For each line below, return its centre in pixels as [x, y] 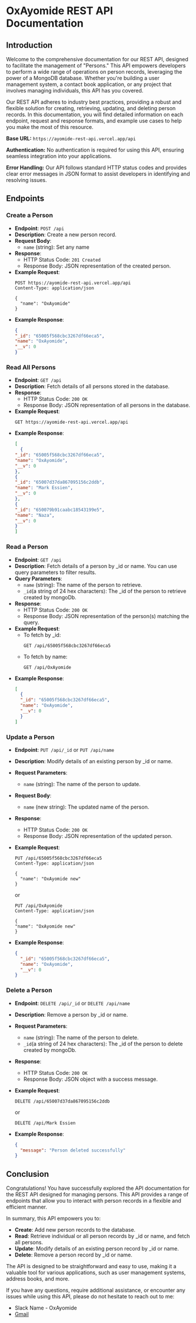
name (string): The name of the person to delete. [81, 1037]
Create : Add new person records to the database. [75, 1230]
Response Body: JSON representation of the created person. [97, 266]
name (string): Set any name [56, 247]
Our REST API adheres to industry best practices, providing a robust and [94, 102]
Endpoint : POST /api [39, 228]
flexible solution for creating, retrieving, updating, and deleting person [91, 108]
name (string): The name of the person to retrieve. [83, 585]
